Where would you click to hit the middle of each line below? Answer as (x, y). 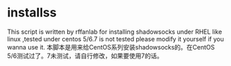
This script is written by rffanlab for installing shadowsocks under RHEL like (115, 32)
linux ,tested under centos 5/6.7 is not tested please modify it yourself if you (115, 38)
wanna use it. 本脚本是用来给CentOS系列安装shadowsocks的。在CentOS (111, 47)
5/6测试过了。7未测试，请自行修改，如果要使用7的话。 (85, 56)
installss (32, 13)
